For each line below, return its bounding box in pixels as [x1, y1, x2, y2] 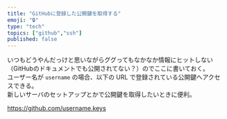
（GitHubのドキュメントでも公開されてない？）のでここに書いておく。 [7, 64, 210, 73]
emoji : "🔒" [7, 17, 39, 24]
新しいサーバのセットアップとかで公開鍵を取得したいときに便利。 [7, 91, 196, 99]
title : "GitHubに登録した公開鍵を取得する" [7, 10, 121, 17]
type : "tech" [7, 23, 45, 30]
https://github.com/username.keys [7, 104, 106, 113]
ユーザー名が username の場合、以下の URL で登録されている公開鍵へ [7, 73, 203, 82]
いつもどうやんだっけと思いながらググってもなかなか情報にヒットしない [7, 56, 214, 64]
